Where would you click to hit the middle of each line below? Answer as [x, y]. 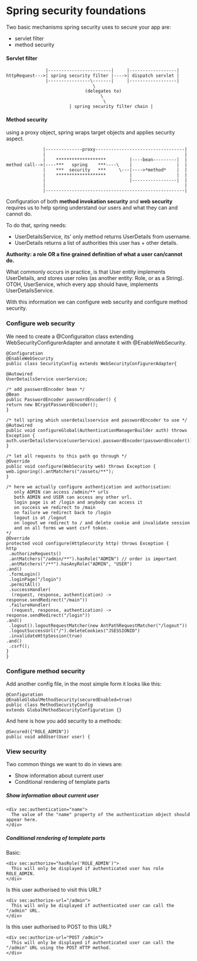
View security [26, 751]
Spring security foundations [76, 11]
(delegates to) [103, 91]
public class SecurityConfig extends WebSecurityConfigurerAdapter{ [91, 363]
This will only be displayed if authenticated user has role [88, 869]
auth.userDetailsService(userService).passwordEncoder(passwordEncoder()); [101, 441]
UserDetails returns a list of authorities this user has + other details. [96, 243]
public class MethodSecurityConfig [50, 705]
